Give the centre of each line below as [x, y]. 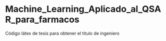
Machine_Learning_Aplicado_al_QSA [83, 9]
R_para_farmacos [42, 20]
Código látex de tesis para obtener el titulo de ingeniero [62, 33]
